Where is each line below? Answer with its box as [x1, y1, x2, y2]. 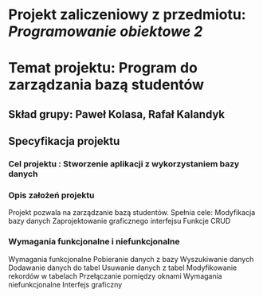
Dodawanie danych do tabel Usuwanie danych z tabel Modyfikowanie [8, 263, 237, 272]
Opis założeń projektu [8, 190, 95, 201]
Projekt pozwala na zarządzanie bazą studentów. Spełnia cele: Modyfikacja [8, 208, 256, 217]
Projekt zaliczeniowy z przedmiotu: [8, 6, 246, 24]
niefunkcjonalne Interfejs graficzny [8, 279, 123, 289]
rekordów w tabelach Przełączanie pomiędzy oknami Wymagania [8, 271, 222, 280]
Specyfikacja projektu [8, 135, 120, 148]
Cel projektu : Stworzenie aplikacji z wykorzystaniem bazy [8, 158, 240, 170]
